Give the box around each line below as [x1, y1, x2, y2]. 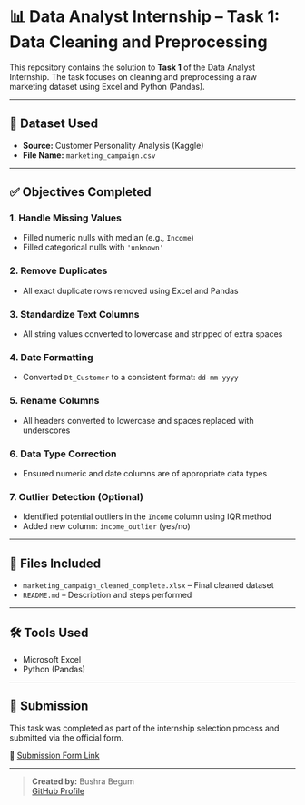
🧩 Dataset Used [9, 116, 98, 132]
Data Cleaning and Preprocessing [9, 32, 268, 53]
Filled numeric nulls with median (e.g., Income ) [22, 232, 195, 243]
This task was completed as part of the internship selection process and [9, 722, 280, 733]
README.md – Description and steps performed [22, 590, 192, 601]
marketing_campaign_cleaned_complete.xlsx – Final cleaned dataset [22, 580, 274, 591]
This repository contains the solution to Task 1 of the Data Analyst [9, 62, 256, 73]
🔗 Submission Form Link [9, 750, 100, 761]
